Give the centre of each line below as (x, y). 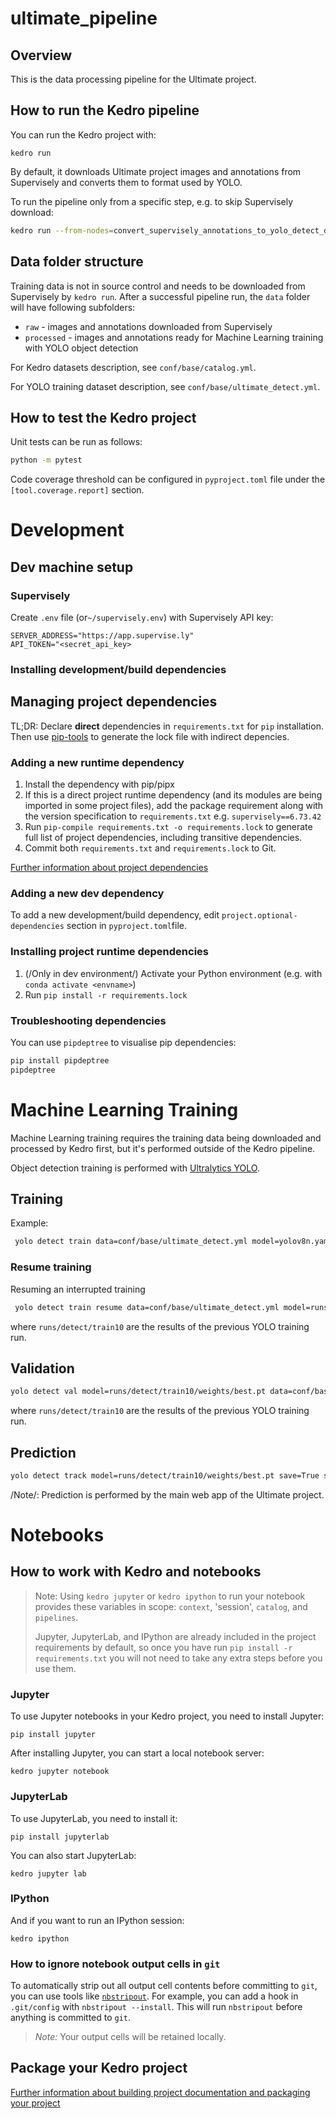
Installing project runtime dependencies (109, 952)
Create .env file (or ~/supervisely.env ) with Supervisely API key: (142, 618)
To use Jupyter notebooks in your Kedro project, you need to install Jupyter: (167, 1716)
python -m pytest (46, 460)
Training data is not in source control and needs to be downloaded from (158, 286)
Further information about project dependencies (109, 868)
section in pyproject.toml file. (126, 926)
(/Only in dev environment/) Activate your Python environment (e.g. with (173, 973)
